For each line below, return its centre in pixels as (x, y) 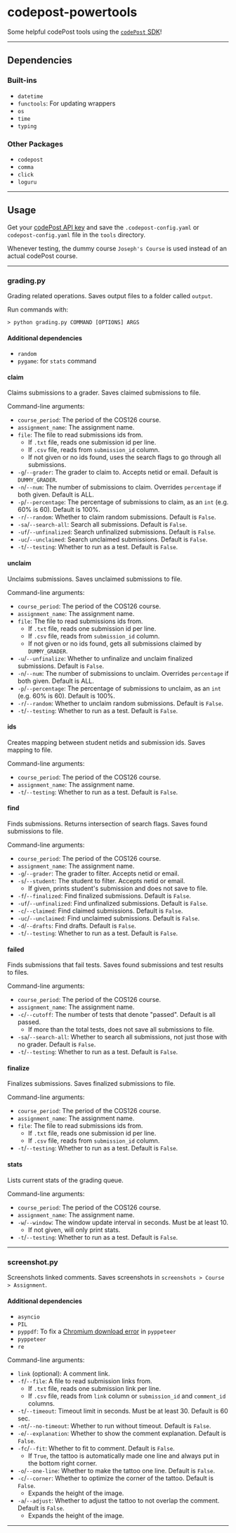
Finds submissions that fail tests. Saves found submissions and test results (115, 965)
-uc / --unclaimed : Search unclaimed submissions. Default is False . (112, 539)
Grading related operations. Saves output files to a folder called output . (110, 296)
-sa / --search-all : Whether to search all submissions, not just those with (122, 1037)
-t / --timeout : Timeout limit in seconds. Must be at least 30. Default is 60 (123, 1411)
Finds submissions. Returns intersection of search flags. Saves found (107, 824)
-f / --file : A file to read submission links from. (85, 1381)
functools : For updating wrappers (66, 103)
